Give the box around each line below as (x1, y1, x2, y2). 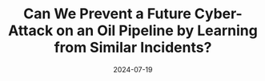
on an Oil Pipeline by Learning (55, 21, 259, 40)
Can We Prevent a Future (23, 5, 192, 23)
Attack (7, 21, 54, 40)
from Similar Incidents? (54, 39, 212, 56)
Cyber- (194, 5, 243, 23)
